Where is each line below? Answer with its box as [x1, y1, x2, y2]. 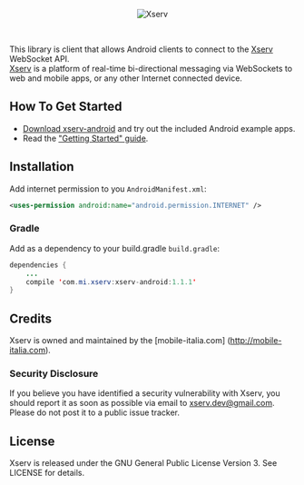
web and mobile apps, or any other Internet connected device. [9, 73, 243, 84]
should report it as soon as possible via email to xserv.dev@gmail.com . [9, 398, 275, 409]
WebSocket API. [9, 54, 70, 64]
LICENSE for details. [9, 468, 85, 479]
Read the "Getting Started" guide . [22, 133, 149, 144]
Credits [9, 311, 53, 326]
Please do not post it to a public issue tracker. [9, 407, 180, 418]
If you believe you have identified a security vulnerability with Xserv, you [9, 388, 280, 399]
